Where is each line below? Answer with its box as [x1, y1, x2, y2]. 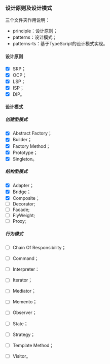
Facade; [12, 206, 30, 213]
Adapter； [12, 182, 34, 188]
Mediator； [12, 288, 36, 294]
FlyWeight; [12, 212, 35, 218]
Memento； [12, 299, 38, 305]
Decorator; [12, 200, 35, 207]
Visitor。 [12, 353, 31, 359]
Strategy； [12, 331, 35, 337]
